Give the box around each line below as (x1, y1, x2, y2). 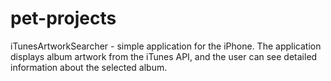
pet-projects (10, 7, 117, 30)
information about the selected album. (10, 61, 168, 73)
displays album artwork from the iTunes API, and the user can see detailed (10, 50, 318, 62)
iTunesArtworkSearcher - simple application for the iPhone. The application (10, 40, 322, 52)
